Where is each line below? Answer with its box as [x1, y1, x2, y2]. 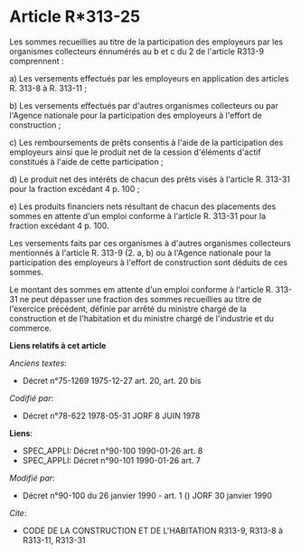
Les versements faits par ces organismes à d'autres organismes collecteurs [9, 237, 291, 248]
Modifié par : [9, 473, 56, 483]
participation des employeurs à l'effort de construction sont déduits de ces [9, 256, 287, 268]
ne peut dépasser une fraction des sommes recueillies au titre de [19, 293, 262, 304]
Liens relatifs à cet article [9, 339, 107, 350]
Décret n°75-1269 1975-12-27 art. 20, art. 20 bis [22, 375, 202, 386]
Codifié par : [9, 392, 54, 404]
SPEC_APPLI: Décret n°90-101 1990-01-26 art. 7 [22, 454, 201, 465]
